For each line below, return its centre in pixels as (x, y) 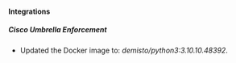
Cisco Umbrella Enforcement (58, 30)
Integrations (29, 11)
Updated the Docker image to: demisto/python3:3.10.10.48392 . (124, 50)
